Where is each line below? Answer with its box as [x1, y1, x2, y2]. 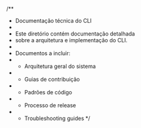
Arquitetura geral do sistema [24, 62, 96, 70]
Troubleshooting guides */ [24, 115, 90, 122]
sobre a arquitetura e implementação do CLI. [15, 37, 128, 43]
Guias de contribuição [24, 76, 81, 83]
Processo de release [24, 102, 76, 109]
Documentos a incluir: [15, 50, 71, 57]
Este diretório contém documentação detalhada [15, 30, 136, 37]
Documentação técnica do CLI [15, 17, 92, 24]
